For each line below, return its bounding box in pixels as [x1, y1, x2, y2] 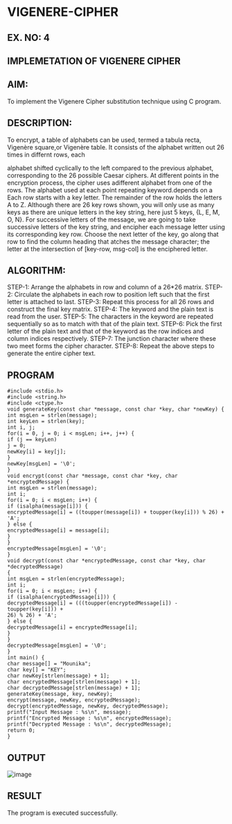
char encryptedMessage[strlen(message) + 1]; [7, 679, 141, 686]
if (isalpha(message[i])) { [7, 503, 89, 510]
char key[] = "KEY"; [7, 666, 67, 674]
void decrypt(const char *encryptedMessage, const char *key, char [7, 557, 206, 564]
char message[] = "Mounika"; [7, 661, 91, 668]
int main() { [7, 654, 45, 661]
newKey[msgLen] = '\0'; [7, 460, 76, 467]
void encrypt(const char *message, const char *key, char [7, 472, 178, 480]
